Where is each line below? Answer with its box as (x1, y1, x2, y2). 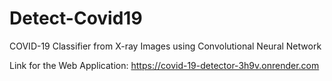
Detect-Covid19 (9, 7, 143, 30)
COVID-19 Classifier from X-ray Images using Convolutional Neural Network (9, 40, 322, 52)
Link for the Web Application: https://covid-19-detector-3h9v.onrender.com (9, 59, 320, 71)
